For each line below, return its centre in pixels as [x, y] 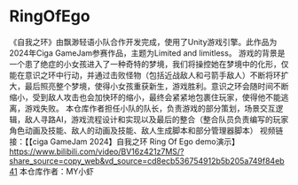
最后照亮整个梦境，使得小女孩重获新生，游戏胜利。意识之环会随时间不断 [157, 86]
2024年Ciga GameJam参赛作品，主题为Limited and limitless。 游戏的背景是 [147, 53]
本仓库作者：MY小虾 [57, 171]
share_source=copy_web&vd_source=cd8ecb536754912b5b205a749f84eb [147, 160]
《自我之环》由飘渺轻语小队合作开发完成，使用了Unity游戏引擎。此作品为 [143, 42]
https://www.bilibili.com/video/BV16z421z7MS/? [97, 151]
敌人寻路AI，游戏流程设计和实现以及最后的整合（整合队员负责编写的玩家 [157, 119]
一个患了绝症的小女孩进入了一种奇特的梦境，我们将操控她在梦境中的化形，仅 [149, 64]
